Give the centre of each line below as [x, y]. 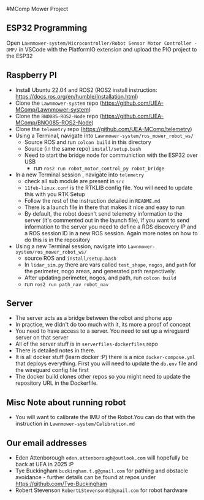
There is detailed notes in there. [55, 350]
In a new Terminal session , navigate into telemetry [80, 175]
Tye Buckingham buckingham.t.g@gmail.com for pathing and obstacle [102, 471]
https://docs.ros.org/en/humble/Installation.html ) [77, 96]
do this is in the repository [57, 240]
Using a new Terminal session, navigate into [71, 246]
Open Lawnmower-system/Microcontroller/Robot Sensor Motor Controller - [102, 43]
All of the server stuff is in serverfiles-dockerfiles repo [86, 344]
